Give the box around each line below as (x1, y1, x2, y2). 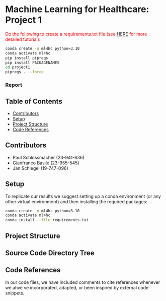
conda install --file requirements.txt (5, 218, 89, 223)
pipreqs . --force (5, 70, 44, 75)
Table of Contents (5, 97, 63, 105)
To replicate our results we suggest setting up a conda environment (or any (5, 193, 161, 199)
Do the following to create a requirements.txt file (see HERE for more (5, 31, 147, 37)
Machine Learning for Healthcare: (5, 4, 149, 15)
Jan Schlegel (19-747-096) (12, 165, 69, 171)
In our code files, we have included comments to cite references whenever (5, 279, 160, 285)
